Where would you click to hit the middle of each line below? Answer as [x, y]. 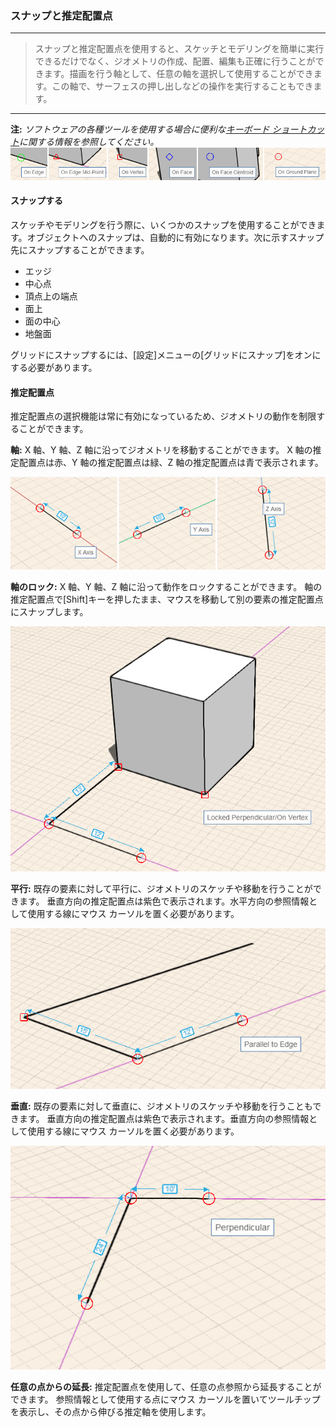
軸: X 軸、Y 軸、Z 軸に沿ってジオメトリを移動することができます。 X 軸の [161, 450]
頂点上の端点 [51, 296]
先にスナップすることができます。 [80, 250]
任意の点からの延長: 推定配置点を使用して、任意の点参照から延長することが [166, 1387]
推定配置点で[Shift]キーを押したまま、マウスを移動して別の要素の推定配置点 [167, 599]
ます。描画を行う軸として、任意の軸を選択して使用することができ [178, 74]
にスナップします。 [49, 611]
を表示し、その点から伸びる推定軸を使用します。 [111, 1412]
